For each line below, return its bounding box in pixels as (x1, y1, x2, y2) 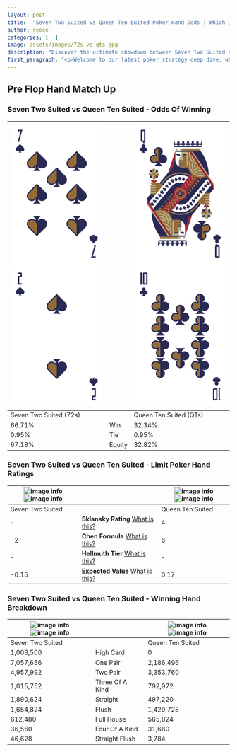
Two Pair (95, 668, 121, 676)
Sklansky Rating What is (81, 514, 154, 523)
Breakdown (7, 603, 47, 613)
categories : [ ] (7, 34, 59, 41)
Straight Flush (95, 734, 136, 743)
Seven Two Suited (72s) (10, 411, 81, 420)
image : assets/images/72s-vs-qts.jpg (7, 41, 119, 49)
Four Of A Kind (95, 725, 138, 734)
